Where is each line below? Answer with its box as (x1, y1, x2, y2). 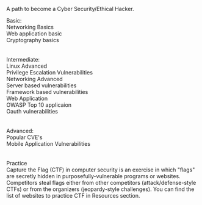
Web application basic (6, 30, 62, 37)
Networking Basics (6, 24, 54, 31)
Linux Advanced (6, 62, 48, 70)
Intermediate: (6, 56, 40, 63)
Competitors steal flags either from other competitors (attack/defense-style (6, 179, 197, 186)
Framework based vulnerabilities (6, 88, 88, 95)
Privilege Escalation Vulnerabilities (6, 69, 93, 76)
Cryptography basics (6, 37, 59, 43)
